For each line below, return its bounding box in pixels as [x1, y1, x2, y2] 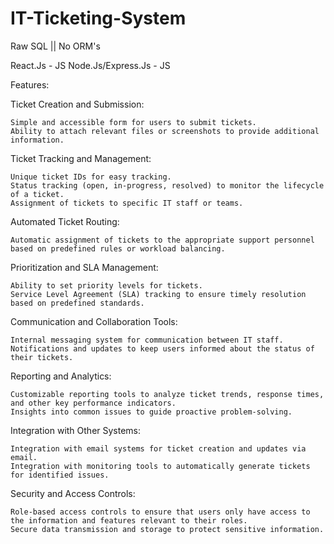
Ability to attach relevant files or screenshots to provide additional [10, 126, 320, 136]
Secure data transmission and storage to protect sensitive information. [10, 524, 325, 534]
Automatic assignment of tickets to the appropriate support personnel [10, 235, 315, 245]
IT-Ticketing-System [10, 7, 187, 30]
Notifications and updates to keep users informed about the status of [10, 343, 315, 354]
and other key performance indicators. [10, 398, 177, 408]
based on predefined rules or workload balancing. [10, 243, 226, 254]
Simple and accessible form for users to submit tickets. [10, 117, 257, 127]
